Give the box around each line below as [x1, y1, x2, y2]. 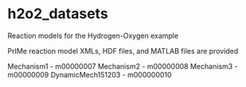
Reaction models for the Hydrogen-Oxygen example [7, 31, 179, 40]
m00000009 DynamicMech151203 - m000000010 [7, 70, 172, 79]
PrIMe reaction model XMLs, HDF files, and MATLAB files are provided [7, 46, 239, 55]
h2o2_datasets [7, 5, 108, 23]
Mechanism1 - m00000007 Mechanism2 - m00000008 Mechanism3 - [7, 61, 238, 71]
